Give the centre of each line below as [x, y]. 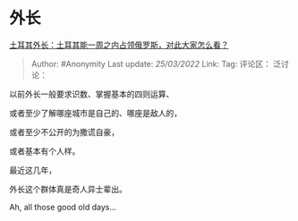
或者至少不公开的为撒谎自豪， [64, 132]
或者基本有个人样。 [45, 151]
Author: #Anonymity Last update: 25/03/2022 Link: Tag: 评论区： [151, 64]
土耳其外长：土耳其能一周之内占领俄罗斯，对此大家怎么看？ [119, 45]
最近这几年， [33, 170]
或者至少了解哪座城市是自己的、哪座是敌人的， [95, 113]
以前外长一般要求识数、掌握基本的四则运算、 [92, 94]
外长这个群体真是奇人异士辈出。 [68, 189]
